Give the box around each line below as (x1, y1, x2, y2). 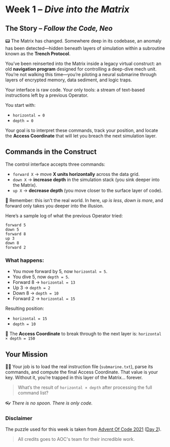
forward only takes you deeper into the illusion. (5, 203, 104, 209)
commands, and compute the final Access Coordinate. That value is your (5, 369, 158, 375)
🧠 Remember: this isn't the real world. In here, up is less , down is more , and (5, 197, 163, 203)
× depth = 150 (5, 336, 36, 341)
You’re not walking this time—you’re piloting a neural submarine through (5, 72, 157, 77)
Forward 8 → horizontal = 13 (12, 279, 75, 285)
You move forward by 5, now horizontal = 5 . (12, 269, 108, 275)
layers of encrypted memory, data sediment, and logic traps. (5, 77, 132, 83)
